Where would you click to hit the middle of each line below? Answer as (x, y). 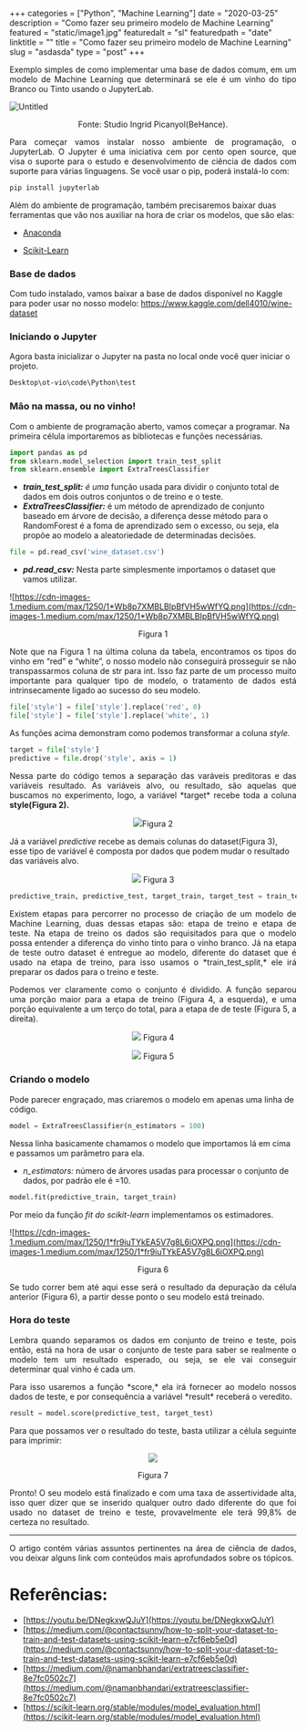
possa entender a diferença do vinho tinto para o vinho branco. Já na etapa (153, 942)
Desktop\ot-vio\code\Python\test (73, 383)
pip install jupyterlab (55, 188)
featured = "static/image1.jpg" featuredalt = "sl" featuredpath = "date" (141, 32)
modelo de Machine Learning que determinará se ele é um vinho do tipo (153, 79)
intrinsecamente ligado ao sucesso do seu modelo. (105, 690)
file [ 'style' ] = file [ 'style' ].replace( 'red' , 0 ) (106, 707)
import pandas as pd (49, 452)
